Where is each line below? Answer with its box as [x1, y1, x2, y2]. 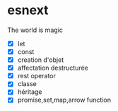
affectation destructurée [17, 63, 88, 73]
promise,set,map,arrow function [17, 95, 112, 105]
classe [17, 80, 37, 88]
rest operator [17, 72, 57, 80]
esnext [7, 2, 49, 18]
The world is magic [7, 26, 64, 34]
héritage [17, 88, 42, 96]
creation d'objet [17, 55, 64, 64]
